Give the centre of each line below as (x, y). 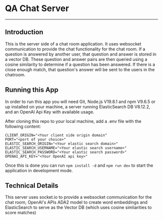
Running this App (32, 90)
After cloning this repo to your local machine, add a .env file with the (73, 121)
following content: (23, 126)
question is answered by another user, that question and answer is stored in (81, 54)
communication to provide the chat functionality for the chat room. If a (75, 49)
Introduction (24, 32)
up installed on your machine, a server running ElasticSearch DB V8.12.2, (78, 106)
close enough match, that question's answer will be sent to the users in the (80, 69)
